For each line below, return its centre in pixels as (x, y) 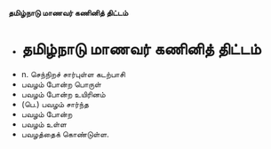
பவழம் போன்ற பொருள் (61, 84)
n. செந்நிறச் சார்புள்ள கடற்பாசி (73, 74)
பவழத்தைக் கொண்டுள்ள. (65, 134)
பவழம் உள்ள (44, 124)
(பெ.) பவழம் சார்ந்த (55, 104)
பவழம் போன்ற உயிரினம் (63, 94)
